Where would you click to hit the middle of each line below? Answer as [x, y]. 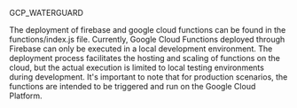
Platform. [26, 96]
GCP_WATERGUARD [47, 13]
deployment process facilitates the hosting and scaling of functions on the [145, 58]
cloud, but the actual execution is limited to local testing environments [137, 67]
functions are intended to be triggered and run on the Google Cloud [133, 86]
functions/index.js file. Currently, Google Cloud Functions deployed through [147, 39]
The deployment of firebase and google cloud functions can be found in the [148, 30]
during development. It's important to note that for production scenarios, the [148, 77]
